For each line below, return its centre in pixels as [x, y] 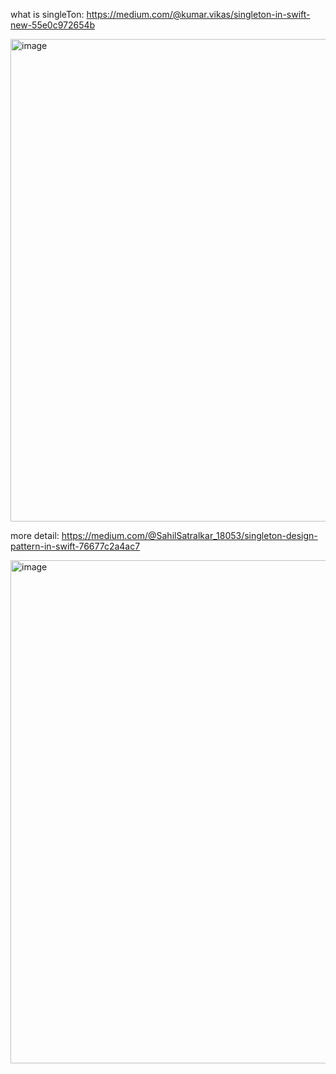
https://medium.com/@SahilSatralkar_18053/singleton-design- [189, 535]
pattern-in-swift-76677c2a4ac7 [75, 546]
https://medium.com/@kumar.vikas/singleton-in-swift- [198, 14]
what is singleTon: [47, 14]
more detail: [35, 535]
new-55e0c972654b [53, 25]
